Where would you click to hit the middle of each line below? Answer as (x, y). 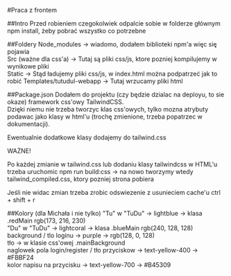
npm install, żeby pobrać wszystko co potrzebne (77, 31)
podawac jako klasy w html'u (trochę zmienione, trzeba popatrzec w (105, 117)
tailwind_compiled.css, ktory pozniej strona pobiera (81, 179)
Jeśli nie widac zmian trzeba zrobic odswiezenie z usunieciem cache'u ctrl (114, 192)
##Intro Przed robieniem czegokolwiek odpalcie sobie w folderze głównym (114, 23)
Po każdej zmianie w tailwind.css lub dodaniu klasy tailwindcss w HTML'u (112, 164)
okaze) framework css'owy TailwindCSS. (66, 102)
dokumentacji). (29, 124)
